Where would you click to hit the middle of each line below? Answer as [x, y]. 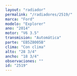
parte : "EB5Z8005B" [25, 42]
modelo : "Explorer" [25, 24]
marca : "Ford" [20, 19]
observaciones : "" [24, 61]
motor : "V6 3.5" [22, 33]
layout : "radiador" [25, 10]
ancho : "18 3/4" [22, 56]
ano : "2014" [17, 28]
